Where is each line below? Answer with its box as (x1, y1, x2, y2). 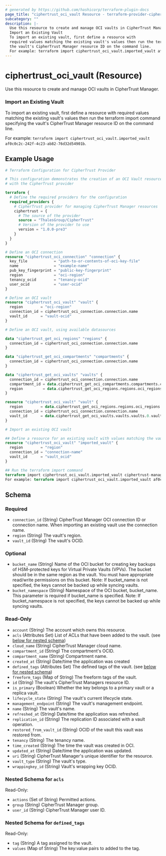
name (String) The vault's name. (12, 705, 76, 712)
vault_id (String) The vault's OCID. (12, 538, 84, 544)
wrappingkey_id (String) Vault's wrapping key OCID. (12, 763, 117, 769)
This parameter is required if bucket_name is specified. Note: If (12, 593, 141, 599)
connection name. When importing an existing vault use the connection (12, 522, 158, 528)
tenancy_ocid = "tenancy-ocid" (9, 277, 90, 282)
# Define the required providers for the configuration (9, 195, 127, 200)
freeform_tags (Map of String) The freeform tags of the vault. (12, 674, 137, 680)
